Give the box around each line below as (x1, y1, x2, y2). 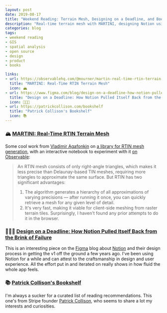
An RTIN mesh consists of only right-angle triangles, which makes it (17, 164, 157, 170)
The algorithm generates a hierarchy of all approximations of (24, 189, 149, 195)
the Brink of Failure (5, 234, 52, 241)
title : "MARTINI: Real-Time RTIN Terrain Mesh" (9, 81, 110, 86)
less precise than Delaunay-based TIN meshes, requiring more (17, 169, 146, 175)
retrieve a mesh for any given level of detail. (24, 200, 115, 206)
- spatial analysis (5, 44, 46, 49)
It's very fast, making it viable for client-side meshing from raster (24, 205, 158, 211)
